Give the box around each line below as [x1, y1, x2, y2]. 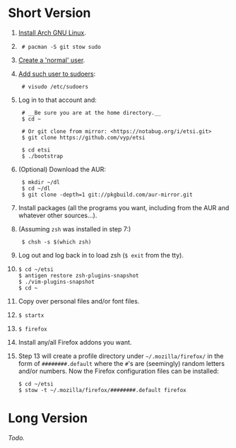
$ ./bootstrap [21, 152, 64, 160]
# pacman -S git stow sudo [21, 43, 101, 50]
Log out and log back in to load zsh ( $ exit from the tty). [18, 251, 184, 259]
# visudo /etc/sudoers [21, 83, 89, 90]
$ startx [18, 311, 45, 319]
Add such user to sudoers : [18, 69, 96, 78]
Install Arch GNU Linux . [18, 28, 87, 37]
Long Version [8, 410, 88, 426]
